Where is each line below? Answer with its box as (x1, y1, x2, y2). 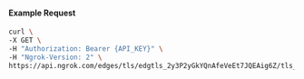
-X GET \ (8, 36, 42, 45)
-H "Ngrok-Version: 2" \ (8, 53, 103, 62)
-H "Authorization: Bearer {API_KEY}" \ (8, 44, 164, 54)
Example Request (8, 7, 76, 18)
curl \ (8, 27, 34, 36)
